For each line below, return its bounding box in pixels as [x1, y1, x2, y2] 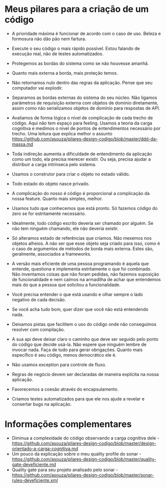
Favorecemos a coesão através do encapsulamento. [11, 386, 119, 392]
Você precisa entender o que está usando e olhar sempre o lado [11, 291, 143, 297]
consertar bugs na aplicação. [11, 401, 72, 407]
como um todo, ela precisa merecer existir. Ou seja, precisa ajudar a [11, 156, 151, 162]
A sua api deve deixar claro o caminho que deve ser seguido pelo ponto [11, 336, 159, 342]
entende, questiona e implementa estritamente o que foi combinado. [11, 266, 152, 272]
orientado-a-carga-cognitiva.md [11, 445, 78, 451]
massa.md [11, 141, 33, 147]
